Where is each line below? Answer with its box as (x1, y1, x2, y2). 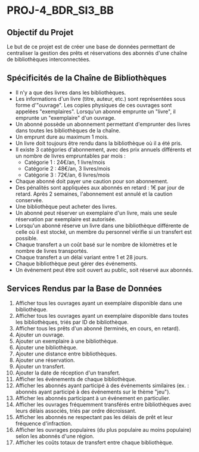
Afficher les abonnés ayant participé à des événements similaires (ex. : (15, 382, 189, 389)
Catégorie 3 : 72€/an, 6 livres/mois (24, 171, 110, 178)
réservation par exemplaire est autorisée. (15, 215, 117, 222)
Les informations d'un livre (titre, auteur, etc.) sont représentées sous (15, 95, 186, 102)
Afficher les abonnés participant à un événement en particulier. (15, 394, 170, 401)
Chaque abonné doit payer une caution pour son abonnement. (15, 177, 169, 185)
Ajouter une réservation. (15, 356, 75, 364)
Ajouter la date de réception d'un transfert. (15, 369, 121, 376)
